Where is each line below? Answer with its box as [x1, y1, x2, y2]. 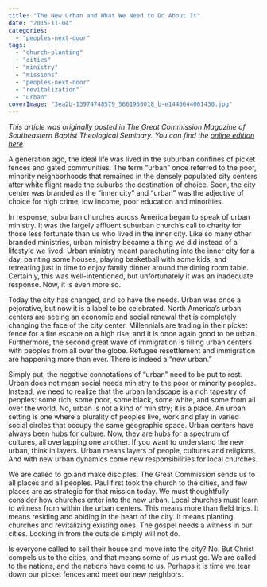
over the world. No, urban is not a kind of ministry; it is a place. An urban [8, 403, 246, 414]
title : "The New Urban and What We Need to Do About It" [8, 11, 201, 20]
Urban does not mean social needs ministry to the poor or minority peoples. [8, 379, 257, 388]
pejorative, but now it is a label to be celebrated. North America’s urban [8, 304, 242, 313]
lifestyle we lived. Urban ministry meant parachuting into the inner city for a [8, 246, 256, 255]
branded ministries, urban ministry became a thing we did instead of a [8, 238, 238, 247]
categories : [8, 26, 48, 34]
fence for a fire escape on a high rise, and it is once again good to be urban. [8, 329, 257, 339]
